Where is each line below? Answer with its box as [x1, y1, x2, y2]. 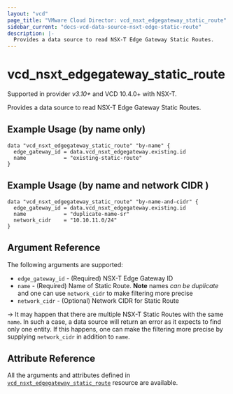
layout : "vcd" [7, 10, 49, 18]
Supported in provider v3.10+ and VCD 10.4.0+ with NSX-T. [7, 90, 177, 98]
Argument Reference [7, 242, 101, 254]
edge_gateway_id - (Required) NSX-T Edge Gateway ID [17, 274, 174, 283]
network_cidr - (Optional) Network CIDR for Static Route [17, 296, 180, 305]
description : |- [7, 29, 55, 37]
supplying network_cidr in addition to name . [7, 332, 131, 341]
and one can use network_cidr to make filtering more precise [17, 289, 194, 297]
